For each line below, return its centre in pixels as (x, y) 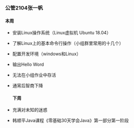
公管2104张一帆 (24, 7)
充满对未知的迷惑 (30, 110)
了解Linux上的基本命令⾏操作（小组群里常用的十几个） (68, 43)
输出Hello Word (28, 64)
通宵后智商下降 (28, 86)
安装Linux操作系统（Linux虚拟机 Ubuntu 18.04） (62, 33)
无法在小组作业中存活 (34, 75)
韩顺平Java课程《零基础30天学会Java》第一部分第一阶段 (70, 121)
